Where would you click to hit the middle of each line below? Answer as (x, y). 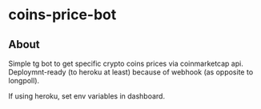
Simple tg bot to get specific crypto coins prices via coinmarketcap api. (126, 63)
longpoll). (24, 81)
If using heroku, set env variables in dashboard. (87, 96)
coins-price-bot (62, 15)
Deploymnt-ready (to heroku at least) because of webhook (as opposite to (131, 72)
